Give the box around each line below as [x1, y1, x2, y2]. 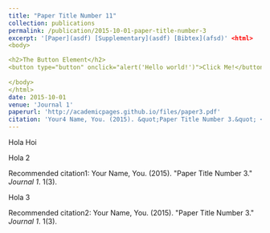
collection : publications [8, 19, 95, 27]
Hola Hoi [8, 138, 38, 147]
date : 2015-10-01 [8, 93, 67, 101]
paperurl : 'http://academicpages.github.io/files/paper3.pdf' [8, 108, 221, 116]
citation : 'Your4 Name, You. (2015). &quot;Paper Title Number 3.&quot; [8, 115, 257, 124]
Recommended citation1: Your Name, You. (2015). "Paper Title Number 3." [8, 169, 253, 178]
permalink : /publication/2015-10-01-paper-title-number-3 [8, 26, 207, 34]
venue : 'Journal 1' [8, 101, 74, 109]
